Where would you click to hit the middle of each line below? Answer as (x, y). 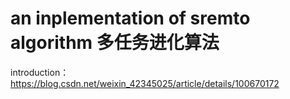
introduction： (40, 72)
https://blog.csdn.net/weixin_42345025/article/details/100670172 (145, 83)
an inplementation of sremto (130, 18)
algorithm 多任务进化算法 (115, 43)
